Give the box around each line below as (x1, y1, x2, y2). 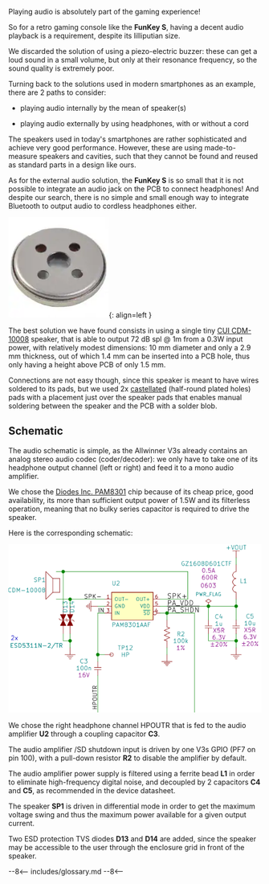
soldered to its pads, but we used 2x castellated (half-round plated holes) (8, 384, 251, 393)
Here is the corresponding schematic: (8, 528, 133, 538)
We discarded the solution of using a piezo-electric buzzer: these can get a (8, 47, 258, 55)
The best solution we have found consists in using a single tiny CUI (8, 325, 230, 335)
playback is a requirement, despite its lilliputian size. (8, 31, 181, 40)
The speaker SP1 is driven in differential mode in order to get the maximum (8, 801, 255, 811)
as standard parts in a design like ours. (8, 160, 137, 170)
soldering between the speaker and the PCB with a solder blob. (8, 401, 218, 411)
